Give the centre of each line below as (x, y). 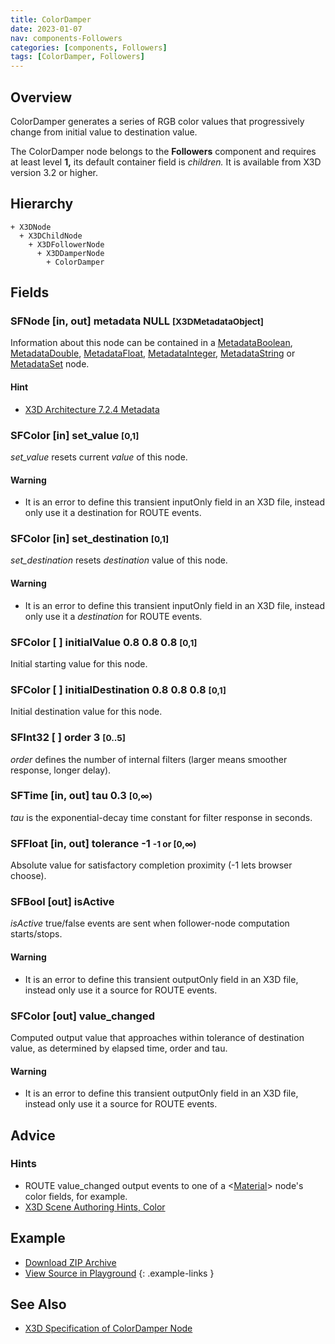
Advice (33, 1135)
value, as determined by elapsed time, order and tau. (119, 1048)
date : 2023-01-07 (46, 29)
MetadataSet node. (50, 364)
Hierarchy (42, 204)
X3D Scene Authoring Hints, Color (95, 1207)
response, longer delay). (61, 770)
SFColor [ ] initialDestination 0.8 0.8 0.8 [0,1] (118, 689)
